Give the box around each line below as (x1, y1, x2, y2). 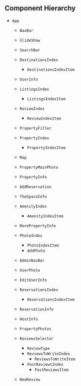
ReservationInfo (19, 307, 54, 312)
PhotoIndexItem (27, 243, 59, 248)
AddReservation (19, 184, 51, 189)
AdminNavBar (19, 258, 45, 263)
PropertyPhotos (19, 326, 51, 332)
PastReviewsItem (34, 367, 69, 372)
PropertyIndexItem (27, 145, 66, 150)
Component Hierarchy (5, 4, 76, 13)
